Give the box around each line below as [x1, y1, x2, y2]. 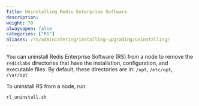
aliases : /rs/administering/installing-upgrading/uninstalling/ [6, 37, 170, 43]
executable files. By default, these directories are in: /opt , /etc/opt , [6, 66, 173, 72]
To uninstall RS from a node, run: [6, 83, 87, 90]
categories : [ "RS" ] [6, 31, 55, 37]
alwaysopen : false [6, 25, 52, 32]
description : [6, 14, 39, 20]
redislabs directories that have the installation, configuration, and [6, 59, 168, 66]
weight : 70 [6, 20, 34, 26]
